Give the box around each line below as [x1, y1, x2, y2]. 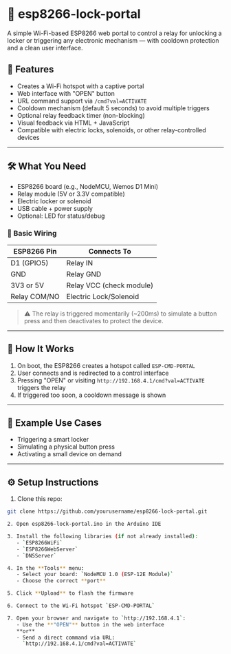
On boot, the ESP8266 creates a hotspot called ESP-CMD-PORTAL [16, 361, 196, 369]
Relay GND [66, 269, 102, 278]
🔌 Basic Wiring [7, 229, 57, 238]
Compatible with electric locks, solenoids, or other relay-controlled [16, 125, 206, 134]
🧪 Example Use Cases [7, 417, 102, 429]
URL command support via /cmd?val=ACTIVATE [16, 96, 147, 105]
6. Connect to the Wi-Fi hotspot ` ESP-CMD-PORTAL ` [7, 602, 155, 609]
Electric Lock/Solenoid [66, 292, 140, 301]
